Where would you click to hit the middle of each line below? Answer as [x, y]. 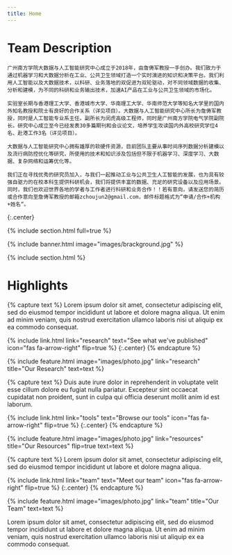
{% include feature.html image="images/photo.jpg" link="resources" [105, 438]
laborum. [20, 404]
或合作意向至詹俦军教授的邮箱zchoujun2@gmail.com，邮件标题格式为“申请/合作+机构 [114, 197]
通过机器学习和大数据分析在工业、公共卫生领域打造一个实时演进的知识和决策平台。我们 [113, 75]
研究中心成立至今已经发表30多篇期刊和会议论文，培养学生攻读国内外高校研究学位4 [118, 126]
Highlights [38, 285]
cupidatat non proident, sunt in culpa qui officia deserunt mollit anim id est [114, 397]
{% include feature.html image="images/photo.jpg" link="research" [104, 361]
